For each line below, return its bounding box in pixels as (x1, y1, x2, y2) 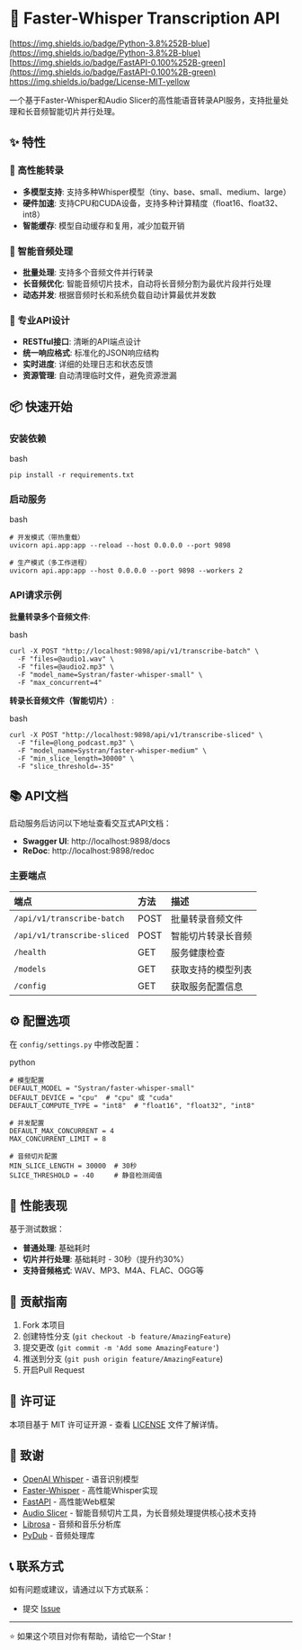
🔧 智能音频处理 (9, 245, 74, 257)
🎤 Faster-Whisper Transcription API (9, 8, 280, 29)
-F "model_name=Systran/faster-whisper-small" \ (17, 670, 203, 679)
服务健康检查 (170, 946, 226, 959)
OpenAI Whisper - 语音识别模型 (22, 1474, 139, 1484)
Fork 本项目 (22, 1320, 66, 1330)
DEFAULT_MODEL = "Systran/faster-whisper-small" (9, 1084, 195, 1093)
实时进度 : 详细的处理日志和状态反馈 (22, 359, 154, 370)
